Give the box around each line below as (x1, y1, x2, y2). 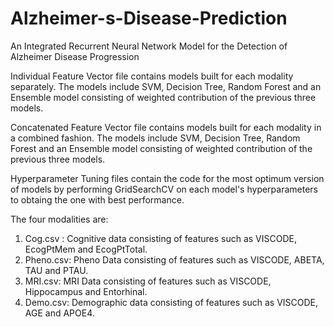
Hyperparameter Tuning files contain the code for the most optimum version (10, 172, 325, 184)
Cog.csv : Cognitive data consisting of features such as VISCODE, (24, 232, 298, 244)
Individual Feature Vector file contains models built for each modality (10, 70, 294, 82)
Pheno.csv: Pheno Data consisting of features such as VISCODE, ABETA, (24, 253, 325, 266)
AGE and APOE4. (24, 307, 95, 319)
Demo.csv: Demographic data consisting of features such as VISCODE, (24, 296, 319, 308)
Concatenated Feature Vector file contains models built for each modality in (10, 121, 322, 133)
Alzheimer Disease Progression (10, 50, 140, 62)
